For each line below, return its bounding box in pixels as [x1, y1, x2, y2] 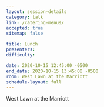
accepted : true [6, 25, 43, 31]
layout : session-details [6, 8, 67, 15]
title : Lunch [6, 41, 38, 47]
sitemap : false [6, 31, 43, 36]
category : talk [6, 14, 43, 20]
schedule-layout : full [6, 79, 62, 85]
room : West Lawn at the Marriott [6, 73, 88, 79]
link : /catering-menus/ [6, 19, 65, 25]
